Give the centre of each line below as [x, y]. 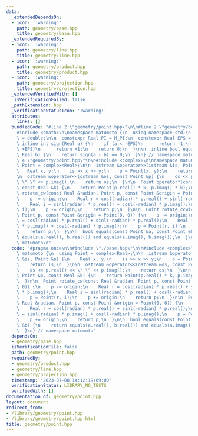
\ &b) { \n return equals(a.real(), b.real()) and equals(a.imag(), [105, 325]
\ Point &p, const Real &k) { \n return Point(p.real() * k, [96, 276]
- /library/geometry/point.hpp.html [51, 419]
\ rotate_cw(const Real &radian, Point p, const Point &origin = [99, 193]
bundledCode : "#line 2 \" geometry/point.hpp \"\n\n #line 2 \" [88, 127]
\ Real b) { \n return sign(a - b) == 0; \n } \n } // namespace [99, 154]
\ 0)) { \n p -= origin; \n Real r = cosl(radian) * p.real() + [103, 287]
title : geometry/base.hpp [49, 34]
